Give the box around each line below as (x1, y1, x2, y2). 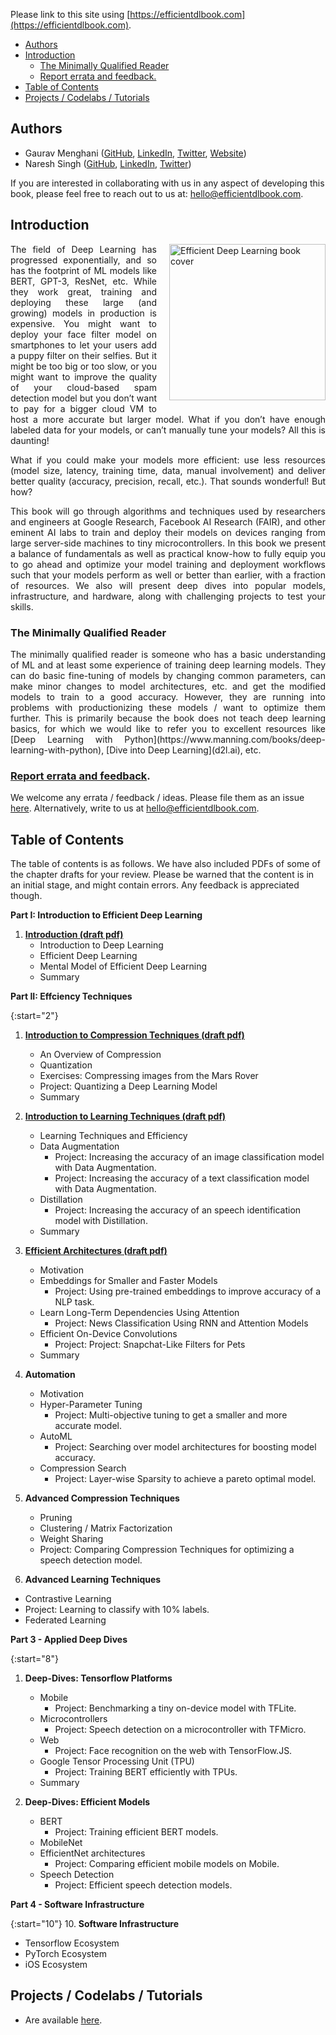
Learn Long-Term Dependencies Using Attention (39, 1307, 240, 1319)
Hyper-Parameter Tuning (39, 1399, 143, 1411)
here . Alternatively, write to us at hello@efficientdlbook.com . (10, 802, 260, 814)
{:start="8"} (10, 1653, 59, 1665)
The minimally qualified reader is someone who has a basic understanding (10, 648, 326, 660)
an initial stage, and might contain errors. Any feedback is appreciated (10, 879, 300, 891)
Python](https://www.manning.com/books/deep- (124, 733, 326, 745)
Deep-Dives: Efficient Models (24, 1796, 151, 1808)
